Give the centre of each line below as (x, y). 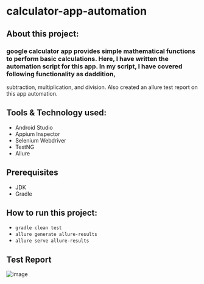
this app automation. (32, 93)
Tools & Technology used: (56, 113)
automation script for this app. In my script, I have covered (94, 66)
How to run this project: (52, 212)
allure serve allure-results (52, 241)
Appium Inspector (37, 134)
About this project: (43, 34)
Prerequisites (32, 173)
